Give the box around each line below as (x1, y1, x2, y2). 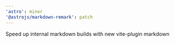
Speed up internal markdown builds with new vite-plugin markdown (5, 30, 170, 37)
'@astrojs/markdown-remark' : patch (5, 14, 93, 20)
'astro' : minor (5, 8, 43, 15)
